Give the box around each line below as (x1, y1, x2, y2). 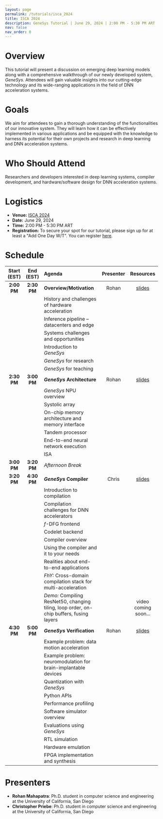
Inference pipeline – (44, 315, 89, 322)
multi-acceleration (44, 584, 87, 591)
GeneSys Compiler (44, 475, 88, 482)
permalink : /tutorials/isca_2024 (5, 12, 73, 16)
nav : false (5, 25, 27, 30)
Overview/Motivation (44, 284, 94, 291)
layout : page (5, 7, 32, 12)
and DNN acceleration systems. (5, 141, 68, 147)
